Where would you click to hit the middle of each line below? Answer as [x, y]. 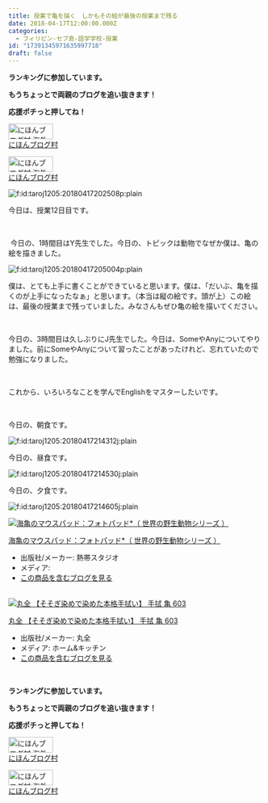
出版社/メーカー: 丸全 [55, 638]
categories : [28, 31]
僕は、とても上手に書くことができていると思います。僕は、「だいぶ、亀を [130, 286]
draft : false [30, 53]
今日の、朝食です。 [40, 425]
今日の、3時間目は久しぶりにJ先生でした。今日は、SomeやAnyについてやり [134, 339]
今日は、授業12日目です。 [50, 210]
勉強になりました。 [40, 359]
